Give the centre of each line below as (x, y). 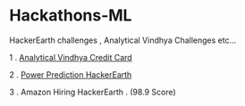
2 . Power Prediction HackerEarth (71, 74)
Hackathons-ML (71, 16)
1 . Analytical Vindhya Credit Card (71, 57)
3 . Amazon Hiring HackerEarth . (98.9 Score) (93, 92)
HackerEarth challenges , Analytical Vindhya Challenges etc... (123, 40)
